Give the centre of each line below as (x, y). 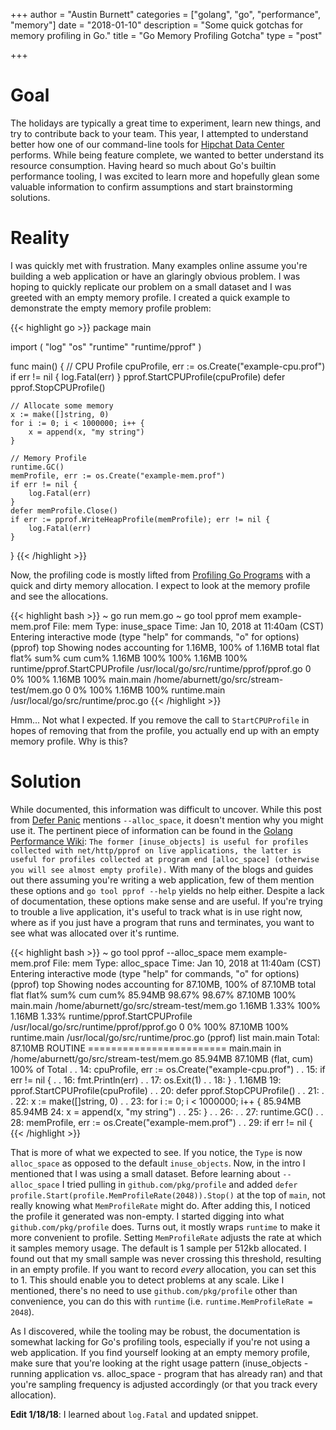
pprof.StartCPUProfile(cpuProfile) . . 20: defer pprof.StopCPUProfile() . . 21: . (167, 1090)
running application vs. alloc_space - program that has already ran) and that (166, 1373)
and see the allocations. (59, 596)
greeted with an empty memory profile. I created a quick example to (150, 297)
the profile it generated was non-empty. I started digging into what (147, 1216)
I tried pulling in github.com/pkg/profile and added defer (179, 1184)
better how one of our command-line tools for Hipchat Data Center (147, 144)
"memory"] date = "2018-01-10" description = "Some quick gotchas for (157, 25)
